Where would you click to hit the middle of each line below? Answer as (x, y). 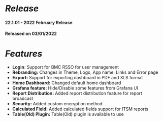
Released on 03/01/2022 (31, 34)
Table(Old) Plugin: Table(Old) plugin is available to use (68, 114)
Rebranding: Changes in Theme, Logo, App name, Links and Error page (85, 72)
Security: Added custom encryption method (57, 104)
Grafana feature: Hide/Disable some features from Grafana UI (75, 88)
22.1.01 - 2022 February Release (39, 22)
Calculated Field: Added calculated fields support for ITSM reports (80, 109)
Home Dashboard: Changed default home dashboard (67, 83)
